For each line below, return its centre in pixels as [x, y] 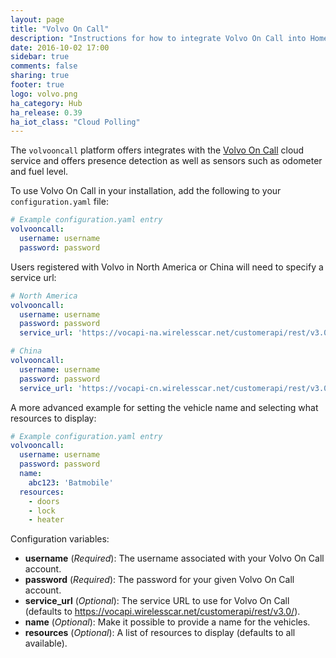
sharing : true [40, 76]
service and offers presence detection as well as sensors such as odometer [166, 161]
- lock [42, 511]
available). [46, 643]
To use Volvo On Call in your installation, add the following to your [146, 191]
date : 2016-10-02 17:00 [60, 47]
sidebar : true [40, 57]
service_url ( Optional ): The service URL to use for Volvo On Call [157, 601]
